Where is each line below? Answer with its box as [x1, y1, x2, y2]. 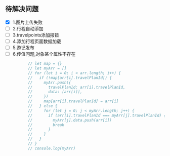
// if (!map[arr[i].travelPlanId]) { [27, 75, 112, 80]
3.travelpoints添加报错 [12, 32, 59, 38]
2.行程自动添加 [12, 25, 44, 31]
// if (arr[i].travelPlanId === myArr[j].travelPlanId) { [27, 113, 166, 118]
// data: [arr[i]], [27, 89, 82, 95]
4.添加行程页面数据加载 [12, 38, 62, 44]
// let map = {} [27, 61, 62, 66]
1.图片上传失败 [12, 19, 43, 25]
